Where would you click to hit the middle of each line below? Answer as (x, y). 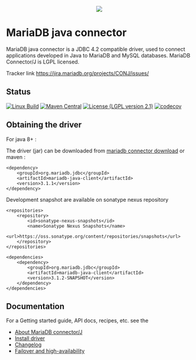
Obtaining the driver (44, 125)
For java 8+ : (21, 139)
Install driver (30, 339)
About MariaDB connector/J (48, 332)
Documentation (35, 306)
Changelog (28, 345)
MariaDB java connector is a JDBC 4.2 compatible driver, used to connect (96, 49)
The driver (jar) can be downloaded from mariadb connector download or (95, 151)
